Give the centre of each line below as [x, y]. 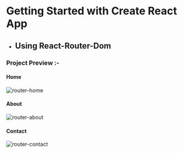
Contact [16, 131]
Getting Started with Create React [92, 11]
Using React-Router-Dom [63, 46]
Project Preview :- [33, 63]
